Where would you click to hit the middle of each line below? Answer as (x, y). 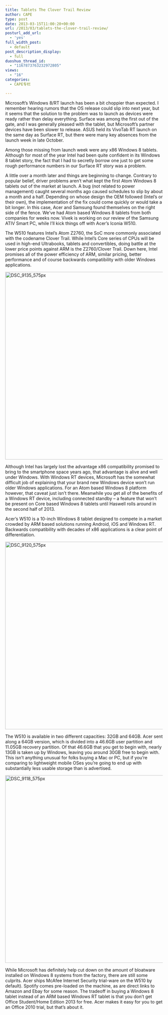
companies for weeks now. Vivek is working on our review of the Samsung (82, 218)
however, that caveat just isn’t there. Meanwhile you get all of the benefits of (84, 493)
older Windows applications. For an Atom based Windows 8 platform (76, 488)
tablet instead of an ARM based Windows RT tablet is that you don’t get (79, 996)
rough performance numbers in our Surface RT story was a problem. (76, 166)
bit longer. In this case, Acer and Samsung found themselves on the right (80, 207)
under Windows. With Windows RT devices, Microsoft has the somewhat (80, 477)
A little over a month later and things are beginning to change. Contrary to (81, 175)
